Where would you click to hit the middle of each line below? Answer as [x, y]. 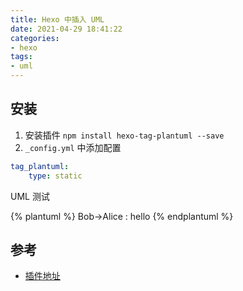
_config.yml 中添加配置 [73, 147]
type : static [55, 176]
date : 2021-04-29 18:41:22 [66, 29]
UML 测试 [30, 196]
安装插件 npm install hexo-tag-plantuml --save [124, 135]
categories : [35, 38]
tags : [21, 57]
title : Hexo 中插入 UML [57, 19]
